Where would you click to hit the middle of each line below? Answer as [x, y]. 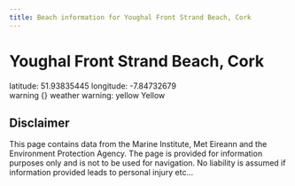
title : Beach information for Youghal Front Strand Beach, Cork [130, 17]
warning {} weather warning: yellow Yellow [87, 95]
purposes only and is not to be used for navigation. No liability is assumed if [147, 163]
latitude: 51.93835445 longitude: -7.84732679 [93, 86]
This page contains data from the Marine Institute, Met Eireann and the [138, 144]
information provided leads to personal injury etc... [101, 173]
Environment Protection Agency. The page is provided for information [136, 154]
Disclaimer [39, 123]
